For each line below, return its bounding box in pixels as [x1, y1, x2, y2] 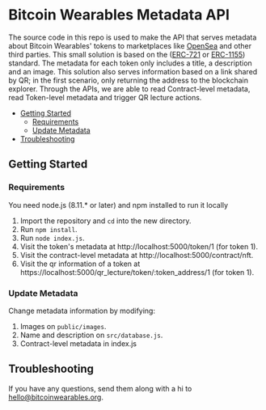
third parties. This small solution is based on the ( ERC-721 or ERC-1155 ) [8, 49, 246, 59]
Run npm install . [19, 224, 78, 234]
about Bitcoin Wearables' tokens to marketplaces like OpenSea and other [8, 40, 252, 50]
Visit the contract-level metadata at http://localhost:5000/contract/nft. [19, 250, 254, 260]
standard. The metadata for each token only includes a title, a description [8, 58, 252, 68]
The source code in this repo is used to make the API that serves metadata [8, 32, 257, 42]
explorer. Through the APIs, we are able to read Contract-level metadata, [8, 83, 251, 94]
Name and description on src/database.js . [19, 330, 163, 340]
